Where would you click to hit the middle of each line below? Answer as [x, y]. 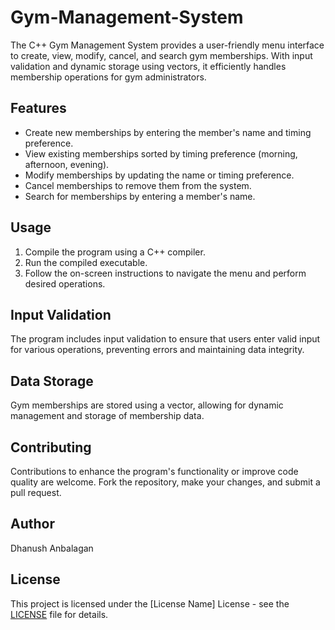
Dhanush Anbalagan [52, 548]
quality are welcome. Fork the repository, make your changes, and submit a [165, 482]
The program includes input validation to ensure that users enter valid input [165, 339]
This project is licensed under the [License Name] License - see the [150, 603]
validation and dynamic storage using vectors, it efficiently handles [148, 66]
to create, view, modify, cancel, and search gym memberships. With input [161, 55]
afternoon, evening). [67, 164]
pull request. [36, 492]
